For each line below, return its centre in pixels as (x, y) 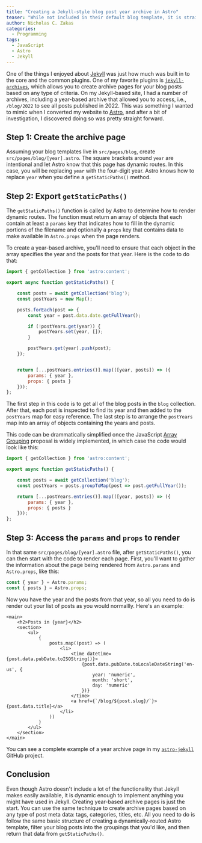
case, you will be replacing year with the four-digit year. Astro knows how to (100, 171)
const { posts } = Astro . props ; (47, 588)
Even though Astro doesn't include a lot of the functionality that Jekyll (93, 789)
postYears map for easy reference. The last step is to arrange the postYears (99, 417)
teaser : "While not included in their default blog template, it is (94, 17)
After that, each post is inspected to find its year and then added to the (94, 410)
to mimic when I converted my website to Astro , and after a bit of (87, 112)
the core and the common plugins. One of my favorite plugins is (85, 80)
